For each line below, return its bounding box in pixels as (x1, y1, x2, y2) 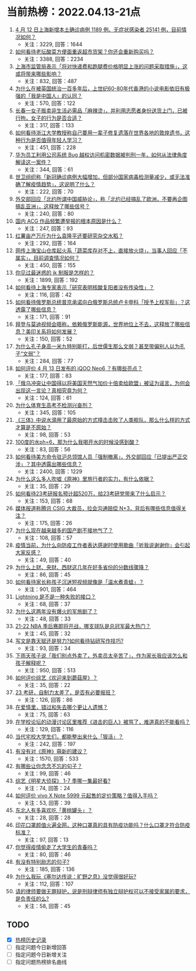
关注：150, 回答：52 (23, 335, 73, 342)
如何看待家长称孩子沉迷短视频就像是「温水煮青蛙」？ (15, 578, 144, 585)
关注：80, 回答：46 (23, 851, 71, 858)
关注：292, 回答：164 (23, 239, 76, 246)
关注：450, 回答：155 (23, 262, 76, 269)
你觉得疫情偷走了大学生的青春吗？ (15, 843, 98, 850)
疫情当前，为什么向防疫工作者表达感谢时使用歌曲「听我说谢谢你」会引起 (15, 541, 190, 549)
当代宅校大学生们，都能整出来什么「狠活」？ (15, 733, 124, 740)
